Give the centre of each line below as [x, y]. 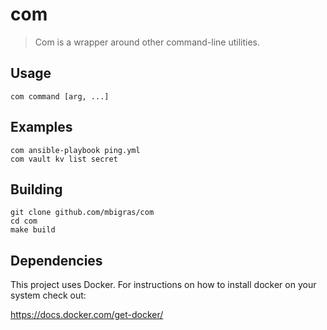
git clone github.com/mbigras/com [82, 213]
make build [33, 230]
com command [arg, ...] [60, 96]
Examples [41, 127]
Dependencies [56, 260]
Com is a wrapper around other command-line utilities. [147, 42]
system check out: [48, 295]
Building [36, 189]
